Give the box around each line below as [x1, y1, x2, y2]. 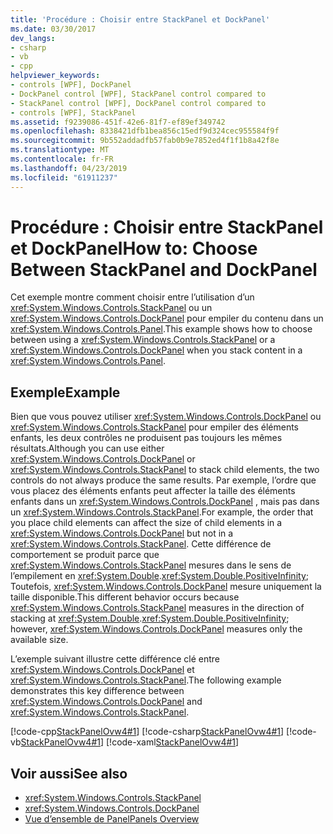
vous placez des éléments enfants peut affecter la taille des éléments [10, 485, 296, 497]
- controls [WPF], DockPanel [10, 80, 132, 90]
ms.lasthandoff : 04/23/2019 [10, 163, 128, 173]
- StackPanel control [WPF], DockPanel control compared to [10, 98, 267, 108]
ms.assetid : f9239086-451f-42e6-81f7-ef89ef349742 [10, 117, 226, 127]
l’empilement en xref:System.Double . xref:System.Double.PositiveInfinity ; [10, 570, 309, 582]
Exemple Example [10, 384, 121, 401]
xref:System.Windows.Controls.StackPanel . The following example [10, 674, 282, 686]
